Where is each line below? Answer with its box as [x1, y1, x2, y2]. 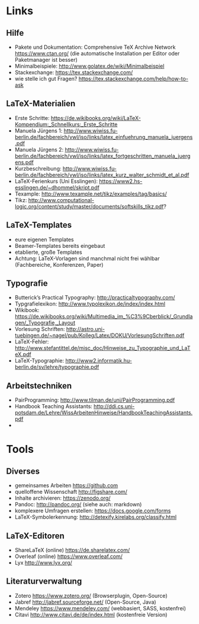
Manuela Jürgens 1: [14, 127, 63, 134]
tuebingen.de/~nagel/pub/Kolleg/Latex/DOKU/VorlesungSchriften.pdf [14, 332, 185, 339]
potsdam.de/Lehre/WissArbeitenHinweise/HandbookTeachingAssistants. [14, 409, 193, 417]
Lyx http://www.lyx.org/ [14, 559, 72, 566]
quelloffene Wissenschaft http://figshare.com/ [14, 489, 127, 496]
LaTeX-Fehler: [14, 338, 49, 345]
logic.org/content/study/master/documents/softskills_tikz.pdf [14, 203, 164, 210]
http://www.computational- [28, 196, 95, 203]
